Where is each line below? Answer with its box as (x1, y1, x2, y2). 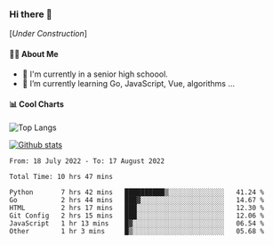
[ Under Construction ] (9, 29, 87, 39)
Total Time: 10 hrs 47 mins (9, 172, 114, 181)
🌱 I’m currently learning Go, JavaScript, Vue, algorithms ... (21, 78, 236, 88)
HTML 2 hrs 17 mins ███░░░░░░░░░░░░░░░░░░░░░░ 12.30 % (9, 203, 265, 212)
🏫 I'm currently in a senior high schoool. (21, 69, 169, 79)
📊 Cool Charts (9, 99, 65, 110)
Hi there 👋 (9, 8, 53, 20)
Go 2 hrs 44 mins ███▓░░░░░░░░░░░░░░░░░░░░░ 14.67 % (9, 195, 265, 204)
